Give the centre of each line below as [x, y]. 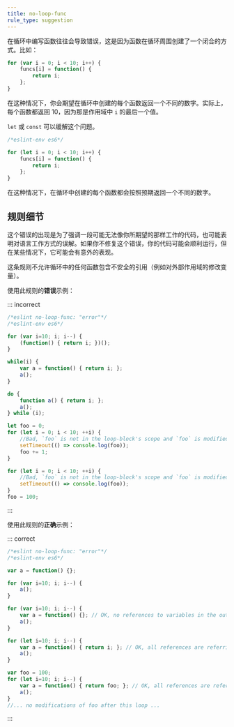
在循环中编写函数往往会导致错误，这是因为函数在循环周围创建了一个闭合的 [114, 41]
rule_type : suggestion [40, 20]
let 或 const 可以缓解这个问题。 [53, 126]
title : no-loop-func [37, 14]
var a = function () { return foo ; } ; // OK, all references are [115, 685]
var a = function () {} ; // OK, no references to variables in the [118, 615]
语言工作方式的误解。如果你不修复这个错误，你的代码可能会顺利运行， [120, 243]
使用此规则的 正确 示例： [41, 525]
